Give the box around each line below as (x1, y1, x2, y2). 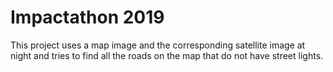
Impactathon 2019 (10, 6, 165, 29)
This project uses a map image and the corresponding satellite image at (10, 39, 306, 51)
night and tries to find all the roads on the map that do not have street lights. (10, 49, 324, 61)
